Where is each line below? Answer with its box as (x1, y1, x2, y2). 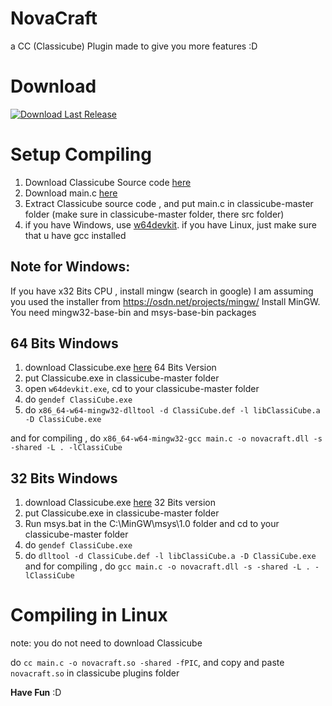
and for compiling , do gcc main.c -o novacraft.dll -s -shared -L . (24, 560, 311, 572)
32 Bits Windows (10, 470, 118, 487)
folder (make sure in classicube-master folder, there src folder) (24, 208, 285, 220)
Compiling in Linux (10, 604, 168, 627)
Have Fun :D (10, 687, 62, 699)
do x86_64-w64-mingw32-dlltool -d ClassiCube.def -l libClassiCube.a (24, 404, 321, 416)
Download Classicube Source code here (24, 176, 192, 188)
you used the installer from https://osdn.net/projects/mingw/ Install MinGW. (10, 295, 321, 307)
